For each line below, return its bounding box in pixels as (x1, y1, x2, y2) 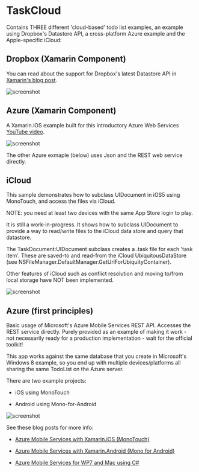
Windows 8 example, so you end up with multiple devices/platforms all (6, 359, 182, 366)
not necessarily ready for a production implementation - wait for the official (6, 334, 192, 342)
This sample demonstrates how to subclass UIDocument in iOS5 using (6, 191, 180, 199)
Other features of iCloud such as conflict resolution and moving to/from (6, 270, 183, 278)
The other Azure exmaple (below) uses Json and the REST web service (6, 151, 183, 159)
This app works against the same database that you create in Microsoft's (6, 352, 187, 360)
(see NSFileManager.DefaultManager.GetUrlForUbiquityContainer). (6, 258, 171, 266)
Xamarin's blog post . (6, 76, 58, 83)
